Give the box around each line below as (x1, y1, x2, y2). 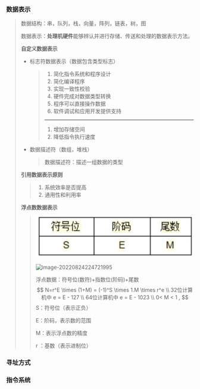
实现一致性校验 (53, 85, 90, 93)
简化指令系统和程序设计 (53, 70, 111, 78)
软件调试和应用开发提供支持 (53, 108, 122, 115)
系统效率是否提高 (44, 184, 87, 191)
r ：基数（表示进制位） (35, 342, 92, 349)
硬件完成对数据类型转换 (53, 93, 111, 100)
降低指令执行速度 (53, 133, 96, 140)
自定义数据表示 (20, 45, 58, 52)
